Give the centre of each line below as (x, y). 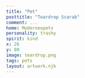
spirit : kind (22, 39)
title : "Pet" (22, 11)
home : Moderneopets (30, 28)
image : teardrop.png (31, 55)
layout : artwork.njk (31, 66)
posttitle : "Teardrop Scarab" (43, 17)
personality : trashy (31, 33)
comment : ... (22, 22)
